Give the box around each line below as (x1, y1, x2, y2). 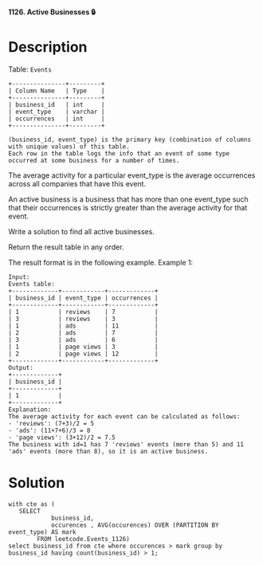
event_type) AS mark (8, 528, 77, 536)
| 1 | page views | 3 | (8, 343, 159, 351)
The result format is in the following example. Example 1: (8, 257, 194, 267)
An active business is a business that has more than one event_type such (8, 194, 249, 204)
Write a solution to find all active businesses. (8, 226, 155, 236)
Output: (8, 363, 34, 371)
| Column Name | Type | (8, 87, 105, 95)
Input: (8, 273, 30, 281)
